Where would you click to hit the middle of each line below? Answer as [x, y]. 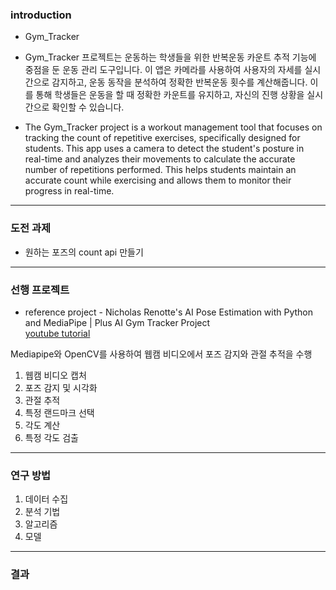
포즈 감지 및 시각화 [61, 387]
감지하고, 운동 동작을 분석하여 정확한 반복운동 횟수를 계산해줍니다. [179, 82]
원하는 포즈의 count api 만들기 [84, 252]
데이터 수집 [46, 499]
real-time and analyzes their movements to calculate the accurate [160, 159]
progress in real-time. [69, 191]
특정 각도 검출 [51, 437]
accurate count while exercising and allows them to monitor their [158, 180]
